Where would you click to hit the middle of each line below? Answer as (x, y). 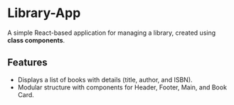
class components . (36, 40)
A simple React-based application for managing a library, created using (112, 33)
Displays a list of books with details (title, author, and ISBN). (105, 79)
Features (27, 63)
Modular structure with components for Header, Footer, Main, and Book (122, 87)
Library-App (44, 13)
